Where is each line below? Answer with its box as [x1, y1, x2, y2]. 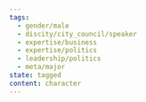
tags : [9, 12, 29, 22]
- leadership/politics [17, 54, 101, 63]
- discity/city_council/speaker [17, 29, 138, 38]
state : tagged [9, 71, 62, 80]
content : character [9, 79, 82, 88]
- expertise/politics [17, 46, 98, 55]
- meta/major [17, 63, 66, 72]
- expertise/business [17, 37, 98, 47]
